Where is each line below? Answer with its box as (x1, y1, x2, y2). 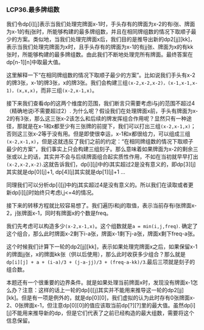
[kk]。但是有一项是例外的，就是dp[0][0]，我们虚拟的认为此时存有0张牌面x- (6, 294, 195, 301)
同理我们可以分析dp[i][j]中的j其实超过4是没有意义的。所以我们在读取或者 (6, 181, 189, 188)
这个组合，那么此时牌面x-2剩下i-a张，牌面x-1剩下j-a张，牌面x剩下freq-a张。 (6, 230, 199, 237)
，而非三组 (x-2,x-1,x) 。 (35, 87, 98, 94)
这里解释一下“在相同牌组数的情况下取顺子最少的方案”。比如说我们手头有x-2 (6, 71, 196, 79)
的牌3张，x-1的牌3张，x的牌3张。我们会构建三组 (6, 79, 128, 87)
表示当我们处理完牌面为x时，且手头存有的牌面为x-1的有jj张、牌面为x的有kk (6, 43, 194, 51)
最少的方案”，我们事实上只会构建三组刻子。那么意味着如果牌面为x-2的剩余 (6, 145, 193, 153)
